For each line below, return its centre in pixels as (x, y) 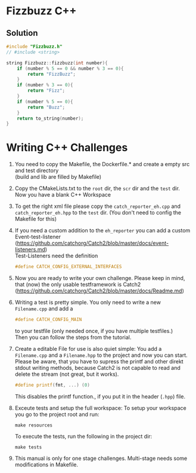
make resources (34, 425)
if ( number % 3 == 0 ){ (45, 85)
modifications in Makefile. (46, 464)
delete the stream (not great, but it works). (67, 374)
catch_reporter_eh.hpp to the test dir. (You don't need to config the (98, 213)
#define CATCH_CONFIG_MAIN (48, 320)
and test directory (37, 170)
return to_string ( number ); (50, 118)
